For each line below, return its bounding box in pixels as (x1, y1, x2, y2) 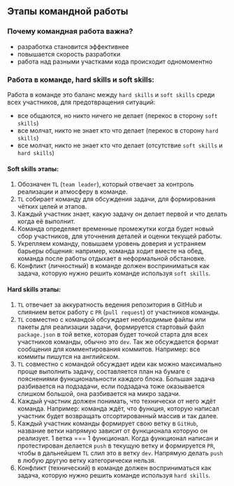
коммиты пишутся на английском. (17, 353, 120, 361)
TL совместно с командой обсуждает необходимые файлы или (17, 316, 206, 324)
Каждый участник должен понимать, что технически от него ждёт (17, 397, 217, 406)
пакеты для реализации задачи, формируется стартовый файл (17, 323, 205, 331)
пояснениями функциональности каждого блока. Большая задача (17, 375, 215, 383)
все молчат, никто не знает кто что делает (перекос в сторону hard (17, 126, 219, 135)
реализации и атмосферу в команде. (17, 188, 128, 196)
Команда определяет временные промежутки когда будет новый (17, 225, 214, 233)
